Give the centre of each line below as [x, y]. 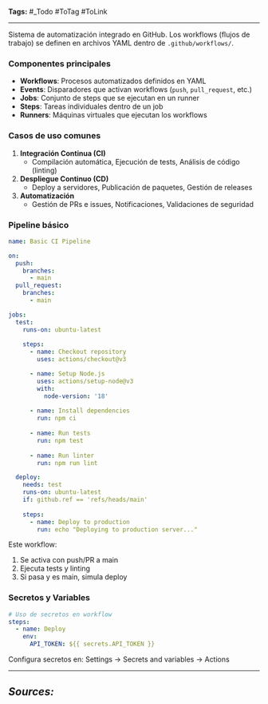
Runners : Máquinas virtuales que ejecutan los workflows [113, 115]
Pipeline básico [39, 225]
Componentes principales [60, 63]
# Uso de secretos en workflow [60, 615]
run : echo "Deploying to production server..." [117, 529]
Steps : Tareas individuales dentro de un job [91, 106]
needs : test [42, 485]
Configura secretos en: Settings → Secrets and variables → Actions [119, 659]
